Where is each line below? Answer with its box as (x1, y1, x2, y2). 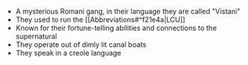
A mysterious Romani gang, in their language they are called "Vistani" (15, 7, 241, 16)
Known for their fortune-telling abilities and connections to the (15, 23, 217, 32)
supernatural (15, 31, 57, 41)
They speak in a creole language (15, 49, 122, 57)
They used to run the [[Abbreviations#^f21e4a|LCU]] (15, 15, 186, 24)
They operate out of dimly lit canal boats (15, 40, 147, 49)
